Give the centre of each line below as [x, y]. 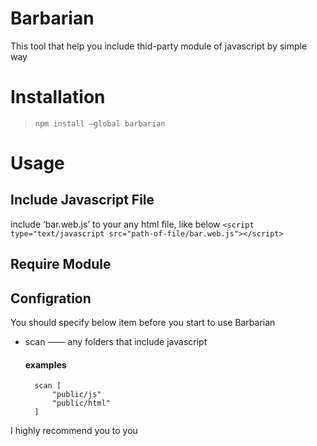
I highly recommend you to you [74, 431]
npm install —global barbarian [100, 123]
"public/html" [81, 403]
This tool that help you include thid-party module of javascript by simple [159, 46]
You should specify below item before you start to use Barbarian [143, 323]
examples [45, 364]
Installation [58, 97]
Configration [51, 298]
